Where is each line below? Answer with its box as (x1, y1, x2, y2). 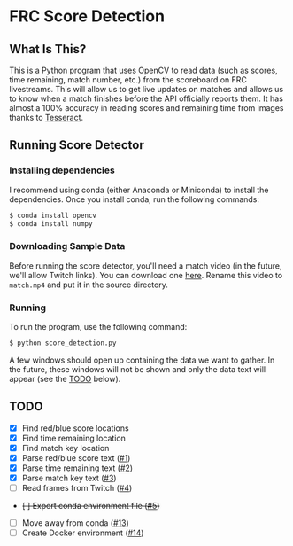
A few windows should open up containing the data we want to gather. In (9, 355, 275, 365)
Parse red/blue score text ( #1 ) (21, 452, 131, 463)
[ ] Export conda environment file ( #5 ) (21, 501, 160, 511)
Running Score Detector (9, 137, 144, 152)
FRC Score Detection (9, 6, 166, 27)
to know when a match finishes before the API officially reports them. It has (9, 93, 283, 104)
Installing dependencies (9, 164, 115, 176)
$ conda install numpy (9, 219, 93, 228)
